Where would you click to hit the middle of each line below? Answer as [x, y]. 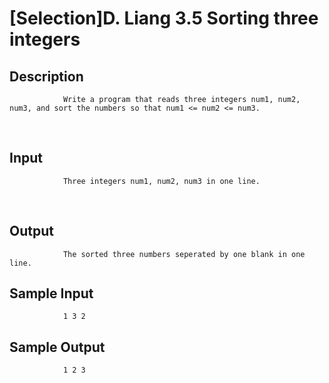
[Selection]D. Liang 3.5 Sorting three [164, 18]
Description [46, 76]
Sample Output [57, 347]
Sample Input [51, 293]
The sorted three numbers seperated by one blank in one [184, 254]
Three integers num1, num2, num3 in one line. [161, 181]
